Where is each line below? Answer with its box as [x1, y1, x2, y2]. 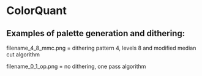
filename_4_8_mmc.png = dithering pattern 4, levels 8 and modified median [6, 44, 196, 51]
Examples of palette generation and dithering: [6, 28, 185, 39]
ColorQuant [6, 4, 67, 18]
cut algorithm [6, 51, 40, 58]
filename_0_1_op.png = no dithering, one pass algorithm [6, 63, 146, 70]
